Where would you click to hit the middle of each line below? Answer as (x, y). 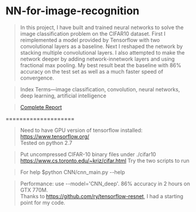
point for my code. (43, 202)
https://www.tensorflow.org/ (55, 136)
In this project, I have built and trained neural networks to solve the (102, 27)
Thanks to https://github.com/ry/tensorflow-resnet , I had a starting (102, 196)
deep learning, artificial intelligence (63, 96)
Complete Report (41, 107)
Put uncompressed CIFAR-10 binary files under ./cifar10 (88, 154)
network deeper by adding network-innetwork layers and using (97, 59)
